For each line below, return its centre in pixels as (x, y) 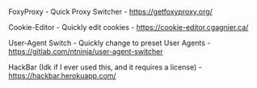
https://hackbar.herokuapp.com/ (62, 75)
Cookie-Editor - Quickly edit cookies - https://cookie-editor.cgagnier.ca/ (128, 27)
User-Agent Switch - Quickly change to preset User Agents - (110, 43)
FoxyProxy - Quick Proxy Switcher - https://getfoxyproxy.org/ (110, 12)
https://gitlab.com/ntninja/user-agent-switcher (86, 51)
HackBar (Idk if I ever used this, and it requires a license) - (105, 67)
